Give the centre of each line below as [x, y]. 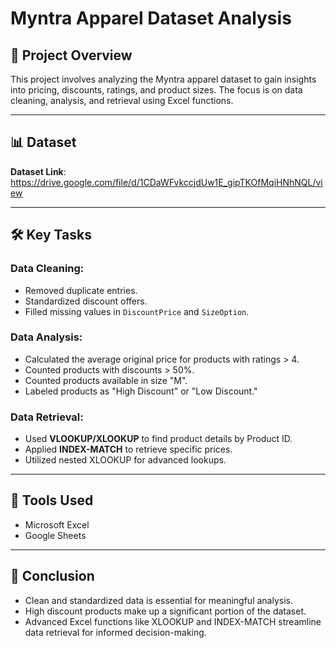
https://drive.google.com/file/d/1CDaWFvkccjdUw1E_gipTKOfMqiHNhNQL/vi [166, 182]
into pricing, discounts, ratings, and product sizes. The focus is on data [156, 90]
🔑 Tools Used [52, 500]
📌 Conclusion [52, 576]
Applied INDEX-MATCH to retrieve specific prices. [128, 449]
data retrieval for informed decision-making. [115, 632]
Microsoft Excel [57, 524]
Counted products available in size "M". [106, 380]
